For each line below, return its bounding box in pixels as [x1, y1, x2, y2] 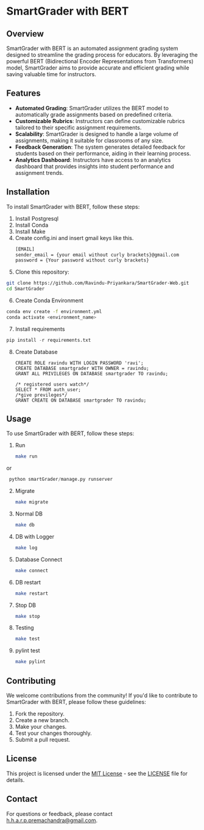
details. [6, 776, 25, 784]
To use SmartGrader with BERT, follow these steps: [6, 430, 135, 437]
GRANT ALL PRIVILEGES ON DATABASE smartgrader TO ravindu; [15, 371, 169, 377]
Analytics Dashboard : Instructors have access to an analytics [15, 156, 171, 163]
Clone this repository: [15, 268, 69, 275]
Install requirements [15, 325, 65, 333]
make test [15, 636, 41, 642]
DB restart [15, 578, 41, 586]
